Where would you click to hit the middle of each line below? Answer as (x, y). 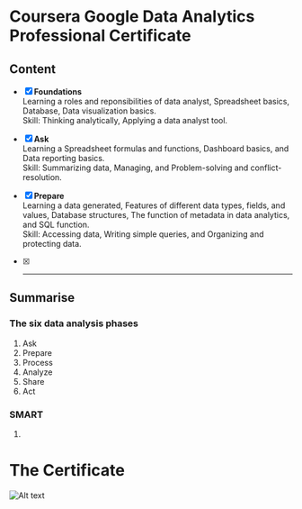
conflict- (266, 168)
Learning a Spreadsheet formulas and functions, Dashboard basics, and (155, 149)
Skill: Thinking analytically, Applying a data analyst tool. (124, 120)
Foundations (58, 91)
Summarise (42, 298)
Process (38, 362)
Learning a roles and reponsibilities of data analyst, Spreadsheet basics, (156, 101)
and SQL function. (56, 224)
